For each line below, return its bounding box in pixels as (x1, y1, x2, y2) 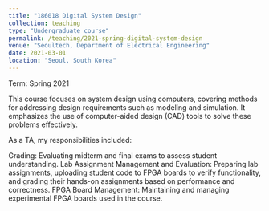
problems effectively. (8, 120, 78, 129)
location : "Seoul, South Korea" (8, 57, 116, 65)
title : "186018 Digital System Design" (8, 11, 142, 20)
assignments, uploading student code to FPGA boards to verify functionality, (8, 168, 261, 177)
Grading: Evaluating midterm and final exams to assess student (8, 150, 218, 160)
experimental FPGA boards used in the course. (8, 193, 163, 203)
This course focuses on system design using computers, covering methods (8, 94, 258, 103)
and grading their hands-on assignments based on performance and (8, 176, 235, 185)
